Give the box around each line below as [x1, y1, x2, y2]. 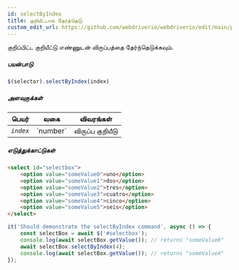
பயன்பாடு [7, 60, 33, 68]
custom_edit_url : [7, 23, 59, 31]
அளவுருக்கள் [7, 93, 43, 102]
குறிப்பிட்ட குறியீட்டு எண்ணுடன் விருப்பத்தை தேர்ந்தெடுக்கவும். [7, 43, 174, 52]
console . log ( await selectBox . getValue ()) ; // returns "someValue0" [20, 236, 224, 244]
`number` [36, 126, 68, 136]
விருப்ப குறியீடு [73, 126, 119, 136]
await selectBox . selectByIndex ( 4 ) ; [20, 243, 126, 250]
